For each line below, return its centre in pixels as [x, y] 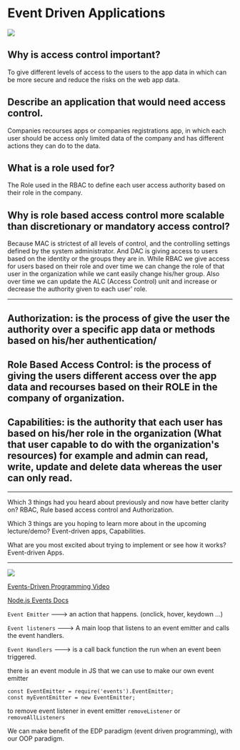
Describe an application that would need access [117, 102]
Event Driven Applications [86, 13]
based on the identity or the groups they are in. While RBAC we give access [119, 259]
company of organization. [66, 398]
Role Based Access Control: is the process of [110, 364]
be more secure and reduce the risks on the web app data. [94, 79]
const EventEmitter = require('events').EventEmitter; [91, 691]
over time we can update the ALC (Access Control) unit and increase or [112, 282]
